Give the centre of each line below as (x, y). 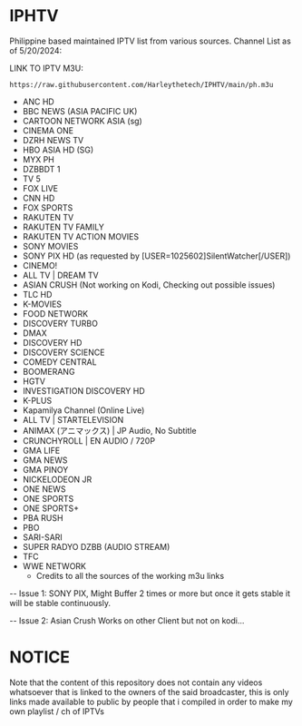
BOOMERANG (49, 371)
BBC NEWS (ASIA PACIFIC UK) (80, 111)
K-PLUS (37, 400)
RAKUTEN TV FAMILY (63, 227)
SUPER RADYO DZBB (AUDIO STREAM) (96, 546)
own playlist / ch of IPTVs (57, 711)
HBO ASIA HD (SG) (58, 150)
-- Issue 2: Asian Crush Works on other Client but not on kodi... (127, 620)
